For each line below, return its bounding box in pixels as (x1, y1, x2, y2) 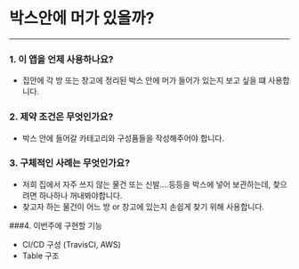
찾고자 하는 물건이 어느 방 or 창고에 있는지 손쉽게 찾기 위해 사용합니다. (21, 201, 265, 212)
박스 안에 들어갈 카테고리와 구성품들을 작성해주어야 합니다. (21, 133, 225, 143)
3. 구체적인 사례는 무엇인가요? (9, 157, 131, 169)
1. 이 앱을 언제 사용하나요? (9, 53, 114, 65)
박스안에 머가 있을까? (9, 8, 155, 29)
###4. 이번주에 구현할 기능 (9, 220, 102, 231)
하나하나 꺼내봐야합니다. (38, 190, 123, 200)
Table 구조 (21, 250, 60, 261)
